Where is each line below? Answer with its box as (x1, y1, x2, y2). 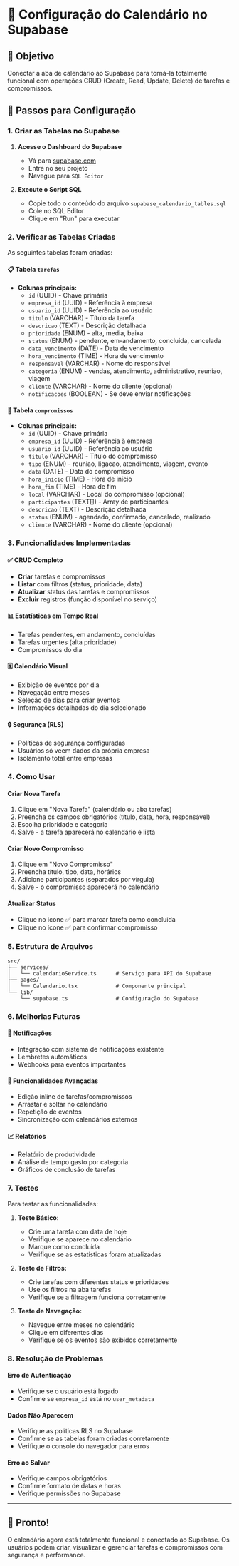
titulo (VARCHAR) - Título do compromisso (28, 452, 158, 461)
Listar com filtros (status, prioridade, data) (17, 579, 143, 588)
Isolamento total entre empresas (17, 754, 112, 763)
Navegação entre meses (17, 688, 90, 696)
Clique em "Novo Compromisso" (17, 860, 114, 869)
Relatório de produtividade (17, 1150, 96, 1159)
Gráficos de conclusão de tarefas (17, 1166, 116, 1174)
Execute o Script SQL (17, 185, 82, 193)
